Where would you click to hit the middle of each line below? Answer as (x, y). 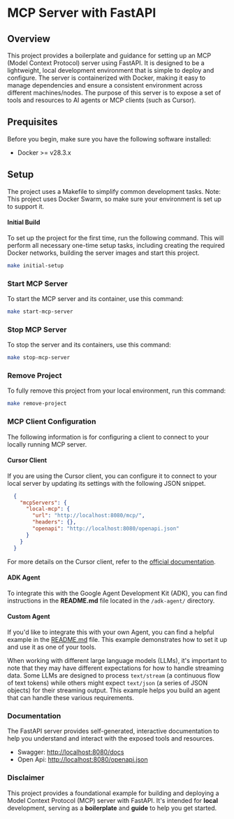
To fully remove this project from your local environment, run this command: (117, 391)
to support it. (25, 206)
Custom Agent (29, 617)
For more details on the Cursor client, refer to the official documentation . (111, 561)
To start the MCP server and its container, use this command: (95, 299)
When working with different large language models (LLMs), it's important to (117, 660)
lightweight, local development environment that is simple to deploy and (111, 70)
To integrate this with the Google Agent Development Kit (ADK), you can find (117, 593)
